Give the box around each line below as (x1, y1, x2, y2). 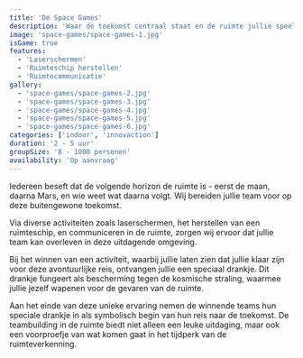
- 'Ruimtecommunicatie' (17, 72, 106, 81)
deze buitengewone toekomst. (9, 199, 122, 210)
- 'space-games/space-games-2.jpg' (17, 88, 151, 97)
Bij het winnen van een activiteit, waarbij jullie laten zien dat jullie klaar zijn (9, 253, 285, 264)
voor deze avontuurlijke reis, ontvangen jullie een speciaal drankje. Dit (9, 263, 270, 274)
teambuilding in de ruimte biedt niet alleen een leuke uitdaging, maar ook (9, 319, 280, 330)
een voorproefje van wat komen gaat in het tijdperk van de (9, 328, 227, 339)
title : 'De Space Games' (9, 13, 103, 23)
